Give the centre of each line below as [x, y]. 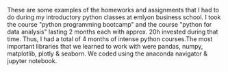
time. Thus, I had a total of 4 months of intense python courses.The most [110, 39]
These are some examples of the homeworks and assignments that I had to [113, 10]
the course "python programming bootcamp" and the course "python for [110, 24]
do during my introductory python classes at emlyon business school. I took [114, 17]
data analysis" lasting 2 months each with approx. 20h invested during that [113, 32]
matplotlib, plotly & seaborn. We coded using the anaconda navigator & [107, 53]
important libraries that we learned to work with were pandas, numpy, [105, 46]
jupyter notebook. [32, 61]
